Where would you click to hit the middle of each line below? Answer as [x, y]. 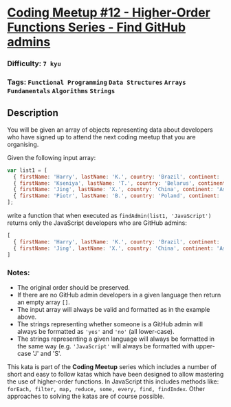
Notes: [19, 272]
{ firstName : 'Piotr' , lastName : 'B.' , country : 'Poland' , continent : [117, 196]
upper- [205, 346]
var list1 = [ [27, 170]
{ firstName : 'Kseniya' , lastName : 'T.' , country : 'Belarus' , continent [120, 183]
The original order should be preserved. [74, 287]
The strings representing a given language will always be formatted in [116, 339]
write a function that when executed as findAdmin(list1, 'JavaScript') [109, 216]
